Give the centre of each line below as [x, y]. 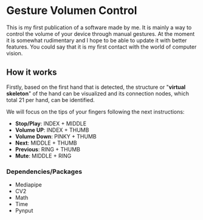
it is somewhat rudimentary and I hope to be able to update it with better [97, 40]
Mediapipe [29, 185]
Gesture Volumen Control [72, 11]
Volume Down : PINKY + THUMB [56, 136]
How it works [32, 73]
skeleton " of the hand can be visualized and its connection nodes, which [98, 93]
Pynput [24, 211]
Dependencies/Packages [44, 171]
